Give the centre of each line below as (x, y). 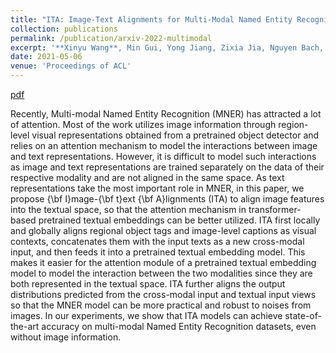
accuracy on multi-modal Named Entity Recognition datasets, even (179, 326)
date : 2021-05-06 (46, 57)
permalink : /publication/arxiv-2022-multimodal (111, 38)
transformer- (275, 209)
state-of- (303, 315)
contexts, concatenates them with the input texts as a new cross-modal (157, 241)
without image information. (66, 337)
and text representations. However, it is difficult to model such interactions (163, 156)
